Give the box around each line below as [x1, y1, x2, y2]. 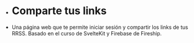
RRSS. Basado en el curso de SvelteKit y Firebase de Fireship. [11, 29, 162, 37]
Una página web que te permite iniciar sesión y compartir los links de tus [11, 24, 188, 31]
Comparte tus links [11, 4, 107, 18]
